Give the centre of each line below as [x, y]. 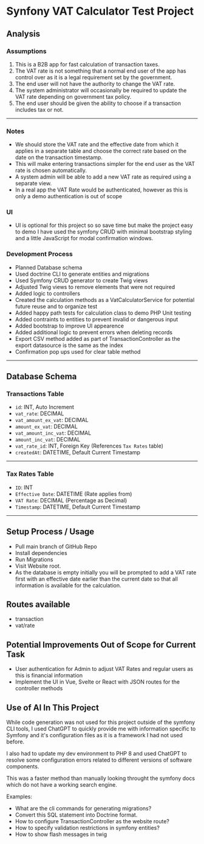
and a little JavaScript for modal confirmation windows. [84, 238]
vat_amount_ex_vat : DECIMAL [52, 420]
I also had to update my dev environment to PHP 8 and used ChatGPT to [97, 753]
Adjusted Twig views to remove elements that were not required [95, 287]
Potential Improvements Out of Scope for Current [101, 645]
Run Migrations [34, 559]
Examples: [19, 796]
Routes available [38, 604]
